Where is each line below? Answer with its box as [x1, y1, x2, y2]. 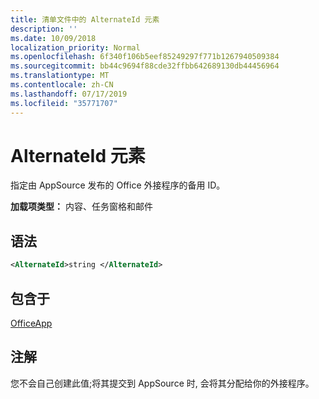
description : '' [10, 24, 78, 34]
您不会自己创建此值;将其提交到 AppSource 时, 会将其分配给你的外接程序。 [10, 377, 315, 389]
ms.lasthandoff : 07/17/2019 [10, 89, 128, 99]
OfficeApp [10, 317, 53, 329]
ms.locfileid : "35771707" [10, 98, 118, 108]
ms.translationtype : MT [10, 71, 110, 81]
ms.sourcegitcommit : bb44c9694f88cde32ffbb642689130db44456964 [10, 61, 280, 71]
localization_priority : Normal [10, 42, 141, 53]
